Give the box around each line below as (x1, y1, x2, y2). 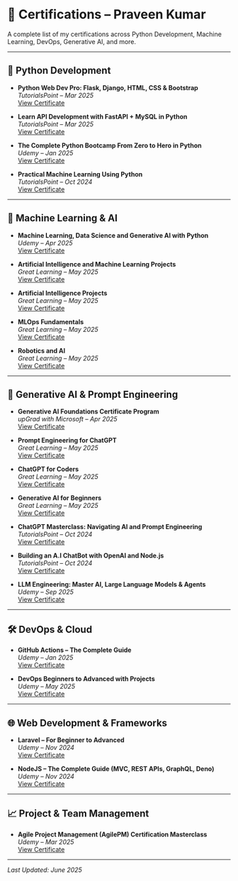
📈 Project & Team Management (7, 808, 149, 820)
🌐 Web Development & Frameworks (7, 716, 168, 729)
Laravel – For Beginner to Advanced (17, 736, 125, 744)
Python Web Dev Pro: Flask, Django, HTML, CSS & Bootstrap (17, 83, 198, 92)
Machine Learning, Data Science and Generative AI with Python (17, 231, 209, 240)
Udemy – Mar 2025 (17, 837, 74, 846)
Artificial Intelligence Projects (17, 289, 108, 297)
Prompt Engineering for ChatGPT (17, 436, 117, 445)
